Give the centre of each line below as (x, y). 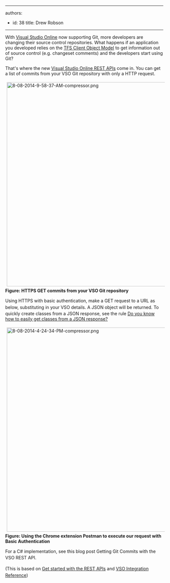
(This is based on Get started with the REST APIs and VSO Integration (77, 569)
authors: (14, 13)
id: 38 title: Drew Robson (38, 23)
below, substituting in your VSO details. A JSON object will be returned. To (82, 307)
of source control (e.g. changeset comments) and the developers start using (84, 53)
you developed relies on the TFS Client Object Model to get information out (83, 48)
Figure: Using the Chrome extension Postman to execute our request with (83, 536)
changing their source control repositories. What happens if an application (82, 42)
